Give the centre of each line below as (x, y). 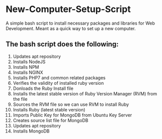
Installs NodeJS (29, 62)
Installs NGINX (28, 72)
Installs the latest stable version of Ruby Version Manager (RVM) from (85, 93)
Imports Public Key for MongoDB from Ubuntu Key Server (72, 115)
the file (20, 99)
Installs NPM (26, 67)
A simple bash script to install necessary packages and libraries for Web (80, 23)
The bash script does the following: (62, 44)
